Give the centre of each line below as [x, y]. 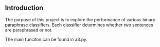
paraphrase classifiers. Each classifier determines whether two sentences [79, 25]
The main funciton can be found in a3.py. [46, 39]
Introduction [24, 8]
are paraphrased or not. [29, 30]
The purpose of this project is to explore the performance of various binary [80, 19]
